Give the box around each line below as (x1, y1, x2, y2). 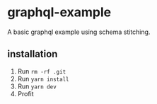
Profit (17, 89, 34, 98)
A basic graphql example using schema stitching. (7, 28, 151, 36)
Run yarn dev (17, 82, 57, 91)
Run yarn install (17, 74, 69, 83)
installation (7, 48, 58, 60)
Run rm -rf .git (17, 67, 66, 75)
